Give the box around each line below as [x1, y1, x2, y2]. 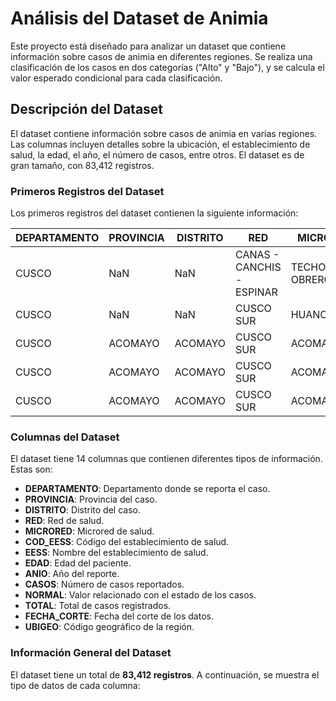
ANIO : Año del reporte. [24, 568, 120, 580]
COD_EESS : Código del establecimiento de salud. [24, 536, 230, 548]
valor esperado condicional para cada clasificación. [10, 72, 223, 84]
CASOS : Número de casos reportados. [24, 578, 185, 591]
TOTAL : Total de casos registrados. [24, 600, 172, 612]
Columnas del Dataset [10, 430, 120, 444]
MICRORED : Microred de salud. [24, 525, 155, 537]
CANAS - [235, 248, 280, 262]
